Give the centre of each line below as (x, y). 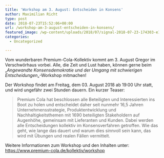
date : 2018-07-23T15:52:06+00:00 (39, 23)
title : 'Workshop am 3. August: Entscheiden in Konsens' (64, 10)
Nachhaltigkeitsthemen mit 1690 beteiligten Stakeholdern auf (78, 115)
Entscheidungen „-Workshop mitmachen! (46, 75)
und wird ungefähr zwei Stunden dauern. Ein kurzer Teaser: (65, 90)
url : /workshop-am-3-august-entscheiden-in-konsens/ (60, 28)
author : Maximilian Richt (31, 14)
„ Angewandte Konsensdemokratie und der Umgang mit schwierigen (74, 70)
